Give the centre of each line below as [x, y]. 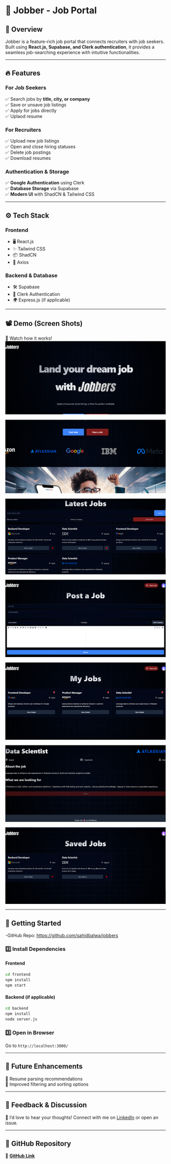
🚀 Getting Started [33, 923]
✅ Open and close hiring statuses [40, 146]
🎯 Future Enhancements [44, 1067]
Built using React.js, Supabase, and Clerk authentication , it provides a [80, 47]
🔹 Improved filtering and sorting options [47, 1084]
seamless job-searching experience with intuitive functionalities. [73, 52]
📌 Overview [24, 29]
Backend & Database [31, 275]
